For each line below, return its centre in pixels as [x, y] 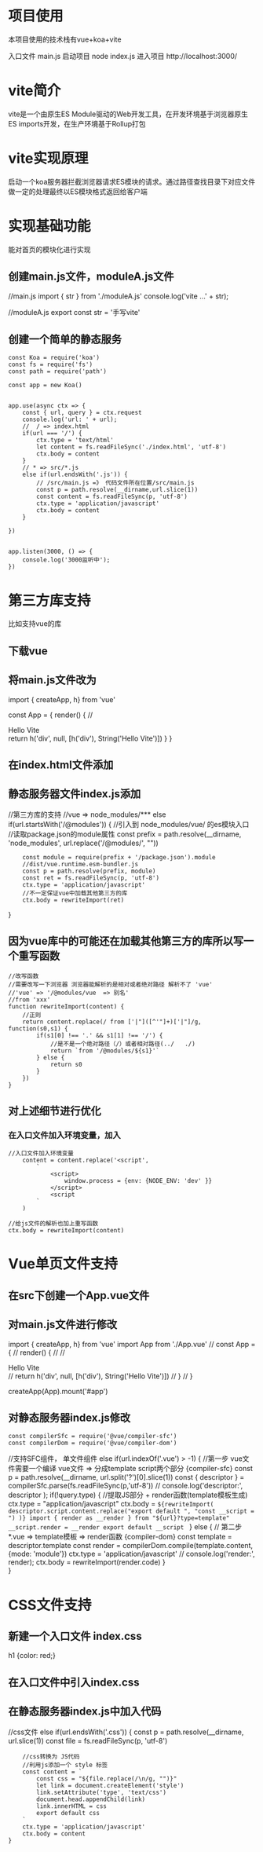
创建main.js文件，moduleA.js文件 [91, 277]
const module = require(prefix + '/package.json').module [119, 857]
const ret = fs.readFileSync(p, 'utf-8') [91, 878]
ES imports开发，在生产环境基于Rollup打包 [77, 123]
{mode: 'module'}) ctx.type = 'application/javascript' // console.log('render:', [131, 1554]
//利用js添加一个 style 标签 [65, 1765]
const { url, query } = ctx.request [82, 413]
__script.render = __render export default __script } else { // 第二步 [125, 1527]
